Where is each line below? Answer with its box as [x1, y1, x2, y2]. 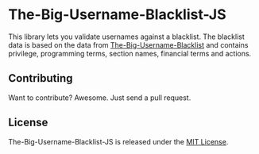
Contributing [8, 71, 73, 85]
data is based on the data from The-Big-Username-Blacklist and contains [8, 40, 249, 49]
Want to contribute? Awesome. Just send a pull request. [8, 93, 191, 102]
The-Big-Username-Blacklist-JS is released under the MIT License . [8, 137, 229, 146]
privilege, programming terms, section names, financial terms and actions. [8, 48, 252, 58]
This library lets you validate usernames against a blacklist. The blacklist [8, 32, 245, 41]
